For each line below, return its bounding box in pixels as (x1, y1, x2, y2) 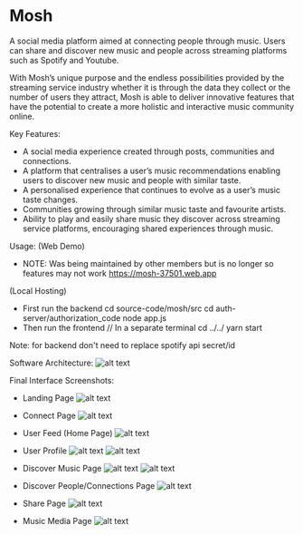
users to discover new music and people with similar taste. (22, 174, 241, 186)
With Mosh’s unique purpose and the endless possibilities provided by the (9, 72, 285, 83)
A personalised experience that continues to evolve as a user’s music (22, 184, 280, 195)
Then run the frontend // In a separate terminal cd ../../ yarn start (22, 322, 262, 333)
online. (9, 111, 34, 122)
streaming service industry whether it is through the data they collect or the (9, 82, 291, 92)
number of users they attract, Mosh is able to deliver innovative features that (9, 92, 295, 102)
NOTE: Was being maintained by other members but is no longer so (22, 258, 274, 268)
